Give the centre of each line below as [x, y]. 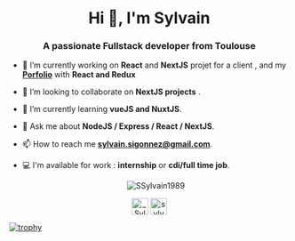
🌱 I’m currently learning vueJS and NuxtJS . [102, 109]
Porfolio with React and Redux [79, 75]
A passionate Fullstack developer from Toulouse [149, 46]
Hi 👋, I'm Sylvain [149, 18]
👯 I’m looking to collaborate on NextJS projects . [112, 92]
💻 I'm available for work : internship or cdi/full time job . [126, 165]
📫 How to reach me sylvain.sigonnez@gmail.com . [117, 144]
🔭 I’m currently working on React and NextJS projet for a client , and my [154, 65]
